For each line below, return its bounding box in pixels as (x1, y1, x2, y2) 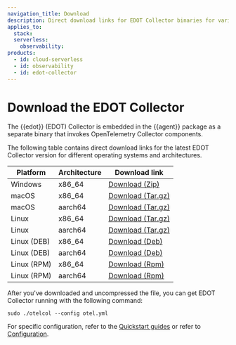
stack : (13, 30, 33, 37)
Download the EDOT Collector (7, 99, 185, 115)
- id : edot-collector (13, 69, 77, 76)
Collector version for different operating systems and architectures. (7, 151, 202, 160)
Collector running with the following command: (7, 297, 143, 305)
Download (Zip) (108, 180, 160, 190)
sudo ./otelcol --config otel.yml (7, 310, 109, 317)
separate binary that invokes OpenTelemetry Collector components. (7, 130, 204, 138)
